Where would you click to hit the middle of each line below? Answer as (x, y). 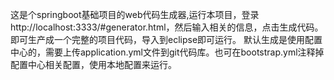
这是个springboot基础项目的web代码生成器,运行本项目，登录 (135, 14)
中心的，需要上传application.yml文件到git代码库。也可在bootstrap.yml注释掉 (167, 52)
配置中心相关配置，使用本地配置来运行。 (93, 64)
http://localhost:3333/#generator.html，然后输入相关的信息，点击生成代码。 (167, 27)
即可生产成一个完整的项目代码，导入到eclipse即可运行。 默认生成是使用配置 (166, 39)
